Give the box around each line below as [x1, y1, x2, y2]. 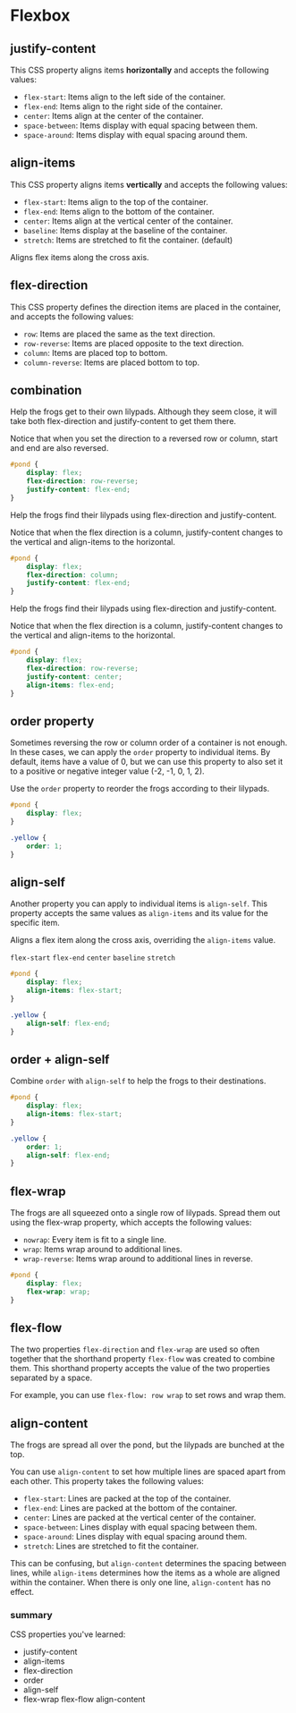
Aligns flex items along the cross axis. [10, 251, 150, 262]
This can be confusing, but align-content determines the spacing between [10, 1558, 287, 1569]
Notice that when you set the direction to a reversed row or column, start [10, 433, 278, 444]
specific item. [10, 918, 61, 929]
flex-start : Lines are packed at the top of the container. [22, 1493, 232, 1504]
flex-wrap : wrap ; [26, 1287, 91, 1296]
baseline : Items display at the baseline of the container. [22, 225, 228, 235]
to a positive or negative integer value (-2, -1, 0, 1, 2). [10, 766, 205, 776]
